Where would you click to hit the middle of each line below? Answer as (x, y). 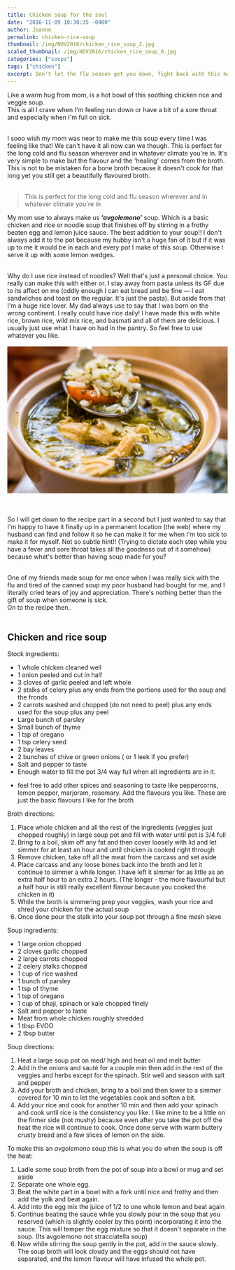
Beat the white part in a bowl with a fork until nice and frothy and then (118, 1192)
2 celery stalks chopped (52, 967)
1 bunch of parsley (44, 981)
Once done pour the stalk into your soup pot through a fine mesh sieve (119, 917)
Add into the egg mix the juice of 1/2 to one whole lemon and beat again (121, 1207)
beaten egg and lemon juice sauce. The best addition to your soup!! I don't (115, 232)
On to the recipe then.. (40, 608)
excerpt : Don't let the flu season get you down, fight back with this (114, 74)
